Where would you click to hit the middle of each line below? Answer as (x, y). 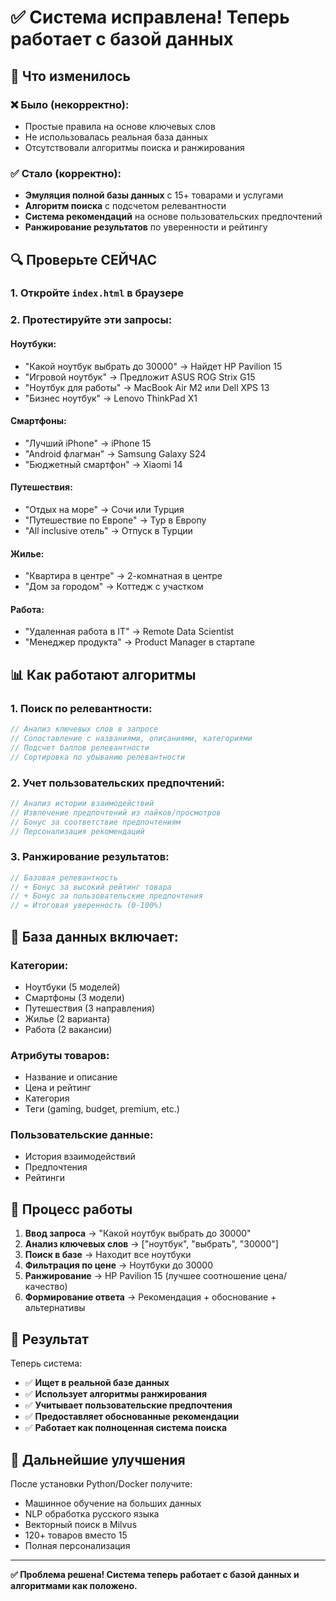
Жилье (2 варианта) (67, 1018)
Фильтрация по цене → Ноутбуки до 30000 (119, 1265)
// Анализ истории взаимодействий (82, 803)
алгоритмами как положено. (74, 1585)
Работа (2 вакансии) (68, 1029)
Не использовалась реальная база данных (116, 137)
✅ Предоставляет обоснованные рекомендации (132, 1417)
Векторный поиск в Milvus (81, 1524)
